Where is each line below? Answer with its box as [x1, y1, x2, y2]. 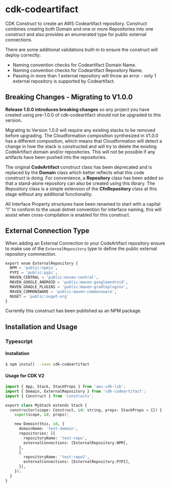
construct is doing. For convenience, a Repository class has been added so [5, 175, 164, 181]
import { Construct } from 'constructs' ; [5, 393, 94, 398]
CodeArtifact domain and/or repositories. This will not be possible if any [5, 149, 156, 155]
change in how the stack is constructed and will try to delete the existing [5, 143, 157, 149]
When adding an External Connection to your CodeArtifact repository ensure [5, 240, 165, 246]
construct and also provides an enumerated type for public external [5, 31, 147, 37]
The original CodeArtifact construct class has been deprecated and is [5, 164, 152, 170]
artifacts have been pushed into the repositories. [5, 154, 107, 160]
